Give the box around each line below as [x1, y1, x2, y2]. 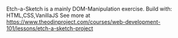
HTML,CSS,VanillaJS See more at [6, 12, 91, 19]
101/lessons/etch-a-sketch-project [6, 25, 94, 32]
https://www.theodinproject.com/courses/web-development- [6, 18, 161, 25]
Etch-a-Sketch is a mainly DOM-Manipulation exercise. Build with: [6, 6, 172, 12]
